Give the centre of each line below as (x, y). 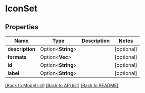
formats (17, 57)
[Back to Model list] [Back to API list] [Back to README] (62, 85)
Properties (22, 27)
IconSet (22, 9)
